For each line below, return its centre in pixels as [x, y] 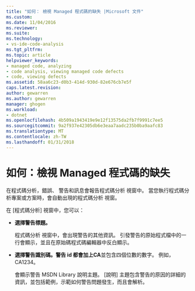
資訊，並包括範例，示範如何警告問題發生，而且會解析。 [81, 282]
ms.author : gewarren [31, 98]
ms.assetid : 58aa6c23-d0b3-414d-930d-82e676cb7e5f [69, 83]
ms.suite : [18, 33]
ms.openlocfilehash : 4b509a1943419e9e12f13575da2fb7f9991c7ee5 [85, 121]
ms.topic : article [28, 55]
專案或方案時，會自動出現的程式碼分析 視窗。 [65, 197]
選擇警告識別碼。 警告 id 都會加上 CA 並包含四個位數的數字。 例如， [94, 255]
